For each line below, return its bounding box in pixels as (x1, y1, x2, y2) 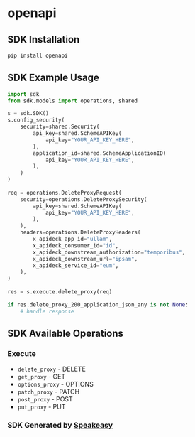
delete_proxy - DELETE (17, 365, 87, 374)
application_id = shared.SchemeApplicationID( (33, 149, 167, 157)
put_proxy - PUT (17, 403, 66, 411)
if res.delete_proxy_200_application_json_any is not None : (7, 301, 189, 308)
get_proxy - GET (17, 372, 66, 381)
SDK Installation (7, 33, 80, 45)
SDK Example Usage (7, 72, 99, 84)
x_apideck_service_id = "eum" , (33, 261, 119, 269)
